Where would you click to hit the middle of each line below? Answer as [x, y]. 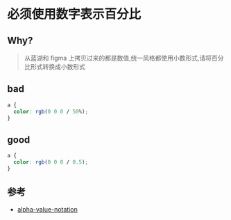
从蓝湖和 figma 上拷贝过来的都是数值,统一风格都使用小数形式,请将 [118, 58]
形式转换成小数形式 [58, 66]
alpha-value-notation [47, 209]
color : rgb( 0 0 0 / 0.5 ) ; [51, 162]
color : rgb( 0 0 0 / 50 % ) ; [51, 111]
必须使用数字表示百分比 [74, 14]
